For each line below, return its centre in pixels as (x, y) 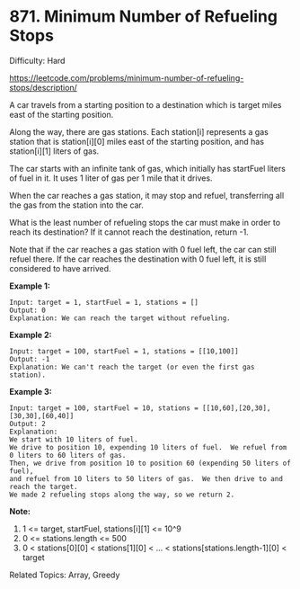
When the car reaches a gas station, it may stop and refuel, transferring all (147, 195)
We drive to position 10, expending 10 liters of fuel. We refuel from (148, 447)
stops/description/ (44, 87)
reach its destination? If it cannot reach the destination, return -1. (129, 232)
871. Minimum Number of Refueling (144, 17)
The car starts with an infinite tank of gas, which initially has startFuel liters (147, 168)
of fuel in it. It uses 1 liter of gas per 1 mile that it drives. (111, 178)
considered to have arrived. (60, 268)
